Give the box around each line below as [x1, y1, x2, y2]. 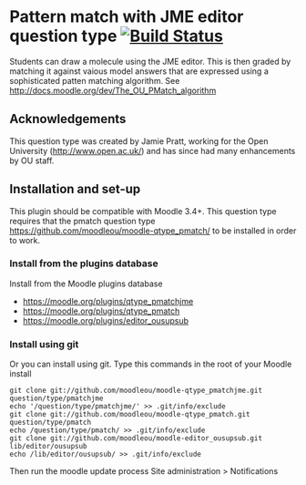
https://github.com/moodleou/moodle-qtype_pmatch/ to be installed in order [9, 225, 297, 236]
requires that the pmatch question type [9, 215, 156, 226]
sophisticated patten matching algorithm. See [9, 75, 180, 86]
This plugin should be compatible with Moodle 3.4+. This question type [9, 205, 277, 216]
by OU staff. [9, 155, 55, 166]
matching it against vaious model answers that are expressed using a [9, 66, 269, 77]
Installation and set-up [9, 181, 141, 197]
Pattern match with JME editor [9, 6, 244, 27]
